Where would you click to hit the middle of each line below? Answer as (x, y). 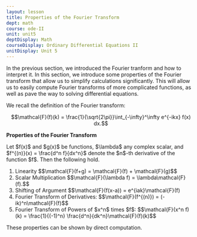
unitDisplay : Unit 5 (32, 51)
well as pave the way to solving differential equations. (73, 93)
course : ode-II (25, 29)
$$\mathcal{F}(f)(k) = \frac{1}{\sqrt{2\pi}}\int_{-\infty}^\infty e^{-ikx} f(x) (101, 117)
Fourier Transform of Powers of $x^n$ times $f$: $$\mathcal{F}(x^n (99, 209)
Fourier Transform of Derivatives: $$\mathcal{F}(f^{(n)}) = (87, 197)
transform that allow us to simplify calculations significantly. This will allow (98, 81)
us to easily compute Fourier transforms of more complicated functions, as (99, 87)
